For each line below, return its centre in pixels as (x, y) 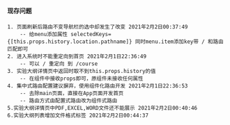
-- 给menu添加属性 (44, 35)
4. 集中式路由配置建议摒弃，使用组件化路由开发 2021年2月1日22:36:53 (98, 86)
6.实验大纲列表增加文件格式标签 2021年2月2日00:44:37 (78, 116)
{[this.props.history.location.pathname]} (70, 42)
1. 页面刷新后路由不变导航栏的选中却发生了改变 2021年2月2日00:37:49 (98, 27)
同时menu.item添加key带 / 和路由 (179, 42)
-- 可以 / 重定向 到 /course (59, 64)
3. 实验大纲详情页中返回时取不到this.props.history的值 (82, 72)
